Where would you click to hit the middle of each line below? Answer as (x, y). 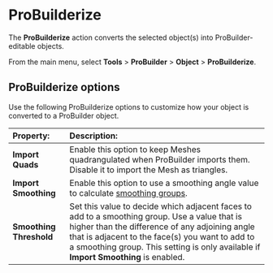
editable (22, 45)
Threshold (33, 236)
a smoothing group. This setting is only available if (165, 247)
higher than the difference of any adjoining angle (162, 227)
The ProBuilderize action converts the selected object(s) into (111, 37)
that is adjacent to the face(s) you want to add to (162, 236)
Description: (93, 136)
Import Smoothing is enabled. (127, 257)
